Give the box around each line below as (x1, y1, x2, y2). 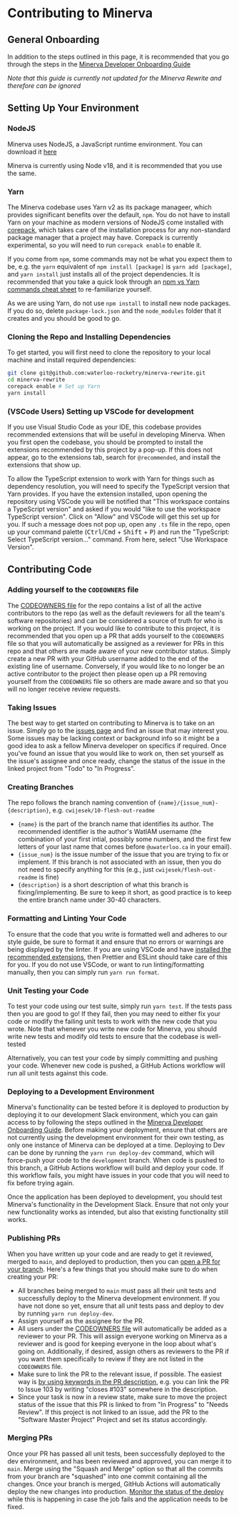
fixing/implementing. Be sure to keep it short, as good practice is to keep (17, 888, 232, 897)
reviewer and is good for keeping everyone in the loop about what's (17, 1339, 217, 1348)
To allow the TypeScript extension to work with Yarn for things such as (7, 474, 215, 483)
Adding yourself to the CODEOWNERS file (7, 585, 139, 595)
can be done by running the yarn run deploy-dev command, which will (7, 1148, 215, 1157)
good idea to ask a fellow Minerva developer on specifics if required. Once (7, 742, 227, 750)
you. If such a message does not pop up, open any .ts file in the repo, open (7, 520, 230, 529)
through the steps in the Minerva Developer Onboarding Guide (7, 60, 191, 69)
